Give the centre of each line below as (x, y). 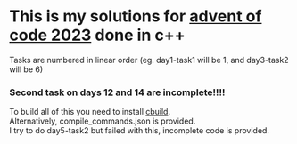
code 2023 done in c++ (97, 35)
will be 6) (26, 69)
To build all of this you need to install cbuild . (90, 112)
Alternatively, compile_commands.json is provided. (103, 121)
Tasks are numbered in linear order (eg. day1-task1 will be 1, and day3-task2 (149, 60)
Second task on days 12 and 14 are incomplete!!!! (117, 92)
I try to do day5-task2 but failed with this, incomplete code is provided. (140, 131)
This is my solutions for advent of (136, 16)
